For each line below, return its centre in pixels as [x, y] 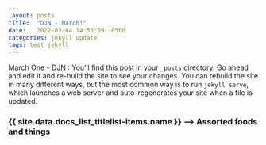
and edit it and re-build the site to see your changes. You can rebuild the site [133, 76]
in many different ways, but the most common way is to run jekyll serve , [128, 85]
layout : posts [32, 15]
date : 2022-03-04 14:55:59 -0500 [67, 30]
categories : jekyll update [53, 38]
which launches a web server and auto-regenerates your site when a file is [130, 93]
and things [29, 132]
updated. [23, 101]
